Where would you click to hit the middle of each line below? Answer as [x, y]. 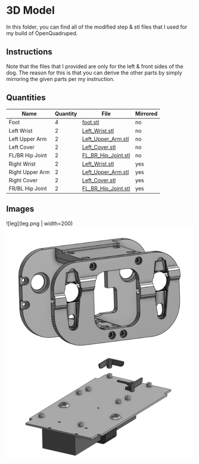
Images [20, 209]
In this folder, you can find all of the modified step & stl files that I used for [97, 27]
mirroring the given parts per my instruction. [60, 79]
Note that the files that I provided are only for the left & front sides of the [95, 66]
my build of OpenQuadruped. [42, 33]
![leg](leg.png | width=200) [40, 223]
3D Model [31, 10]
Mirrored [146, 114]
